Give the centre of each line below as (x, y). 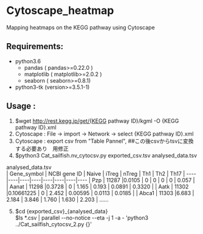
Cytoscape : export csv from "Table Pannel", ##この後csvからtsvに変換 (104, 141)
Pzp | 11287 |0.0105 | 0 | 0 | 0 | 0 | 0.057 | (143, 180)
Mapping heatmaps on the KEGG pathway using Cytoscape (81, 27)
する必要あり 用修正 (42, 148)
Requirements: (35, 46)
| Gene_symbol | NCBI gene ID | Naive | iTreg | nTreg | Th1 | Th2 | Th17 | (96, 173)
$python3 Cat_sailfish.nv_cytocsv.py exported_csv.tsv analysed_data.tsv (106, 155)
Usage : (21, 106)
